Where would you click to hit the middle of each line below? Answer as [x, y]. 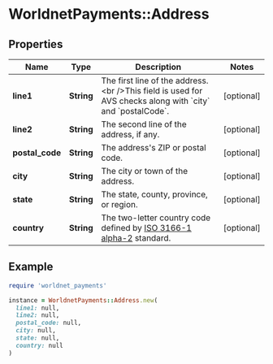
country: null [39, 345]
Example [31, 267]
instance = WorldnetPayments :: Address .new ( [83, 300]
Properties [36, 44]
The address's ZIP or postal [154, 147]
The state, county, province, [155, 194]
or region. [119, 204]
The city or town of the [145, 171]
